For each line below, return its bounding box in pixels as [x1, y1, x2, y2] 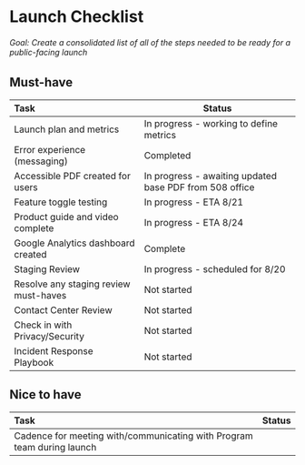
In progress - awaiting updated [143, 169, 277, 182]
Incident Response [14, 344, 93, 357]
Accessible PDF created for [14, 169, 132, 182]
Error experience [14, 143, 86, 156]
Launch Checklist [9, 6, 144, 27]
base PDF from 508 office [143, 180, 255, 193]
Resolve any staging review [14, 278, 131, 290]
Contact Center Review [14, 303, 113, 316]
